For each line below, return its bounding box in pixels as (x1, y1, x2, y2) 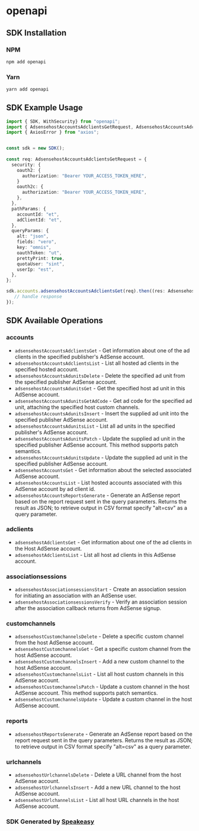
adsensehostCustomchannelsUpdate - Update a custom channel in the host (14, 696, 192, 703)
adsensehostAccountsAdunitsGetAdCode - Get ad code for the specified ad (14, 397, 192, 404)
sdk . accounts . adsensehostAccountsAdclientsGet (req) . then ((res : (6, 288, 166, 294)
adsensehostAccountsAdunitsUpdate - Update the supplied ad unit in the (14, 454, 188, 461)
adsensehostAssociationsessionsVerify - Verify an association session (14, 598, 188, 605)
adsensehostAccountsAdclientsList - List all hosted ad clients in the (14, 360, 179, 367)
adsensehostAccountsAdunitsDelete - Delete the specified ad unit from (14, 372, 185, 379)
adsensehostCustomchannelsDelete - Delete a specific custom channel (14, 633, 184, 640)
